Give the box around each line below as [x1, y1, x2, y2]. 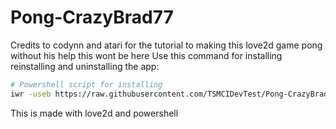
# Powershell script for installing [10, 79, 163, 90]
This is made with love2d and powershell [10, 107, 179, 119]
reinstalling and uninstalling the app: [10, 60, 160, 72]
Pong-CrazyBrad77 [10, 6, 174, 29]
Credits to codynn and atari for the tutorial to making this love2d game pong [10, 39, 323, 51]
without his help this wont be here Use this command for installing [10, 49, 283, 61]
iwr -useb [10, 89, 52, 99]
